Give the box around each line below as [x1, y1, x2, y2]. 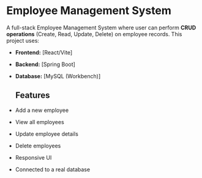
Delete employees [15, 142, 61, 149]
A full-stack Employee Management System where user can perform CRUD [6, 24, 196, 31]
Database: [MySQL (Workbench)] [15, 72, 101, 80]
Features [15, 90, 50, 101]
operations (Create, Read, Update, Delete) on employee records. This [6, 30, 182, 37]
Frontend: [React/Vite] [15, 48, 73, 56]
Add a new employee [15, 106, 69, 114]
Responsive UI [15, 154, 52, 161]
